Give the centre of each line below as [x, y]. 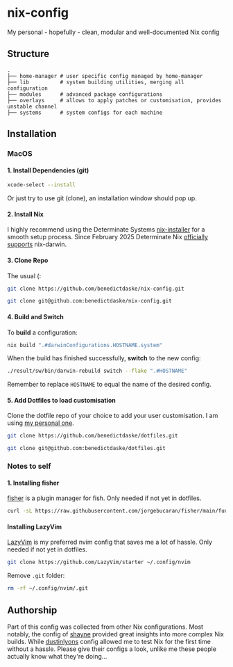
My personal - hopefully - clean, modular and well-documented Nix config [113, 32]
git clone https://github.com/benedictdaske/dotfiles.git [93, 436]
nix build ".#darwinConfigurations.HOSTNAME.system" [85, 345]
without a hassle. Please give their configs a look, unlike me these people [112, 649]
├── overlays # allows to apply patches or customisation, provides [114, 100]
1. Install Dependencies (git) [48, 170]
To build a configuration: [42, 332]
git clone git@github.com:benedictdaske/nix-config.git [89, 301]
